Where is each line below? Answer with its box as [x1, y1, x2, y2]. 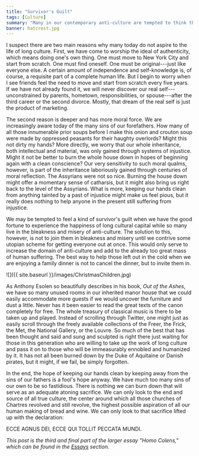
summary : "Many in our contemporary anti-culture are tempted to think [6, 20, 187, 25]
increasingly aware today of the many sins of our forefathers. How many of [6, 122, 190, 129]
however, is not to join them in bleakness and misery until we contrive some [6, 235, 191, 242]
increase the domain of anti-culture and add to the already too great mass [6, 247, 187, 254]
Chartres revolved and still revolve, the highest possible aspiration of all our [6, 401, 191, 409]
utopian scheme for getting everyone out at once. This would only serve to [6, 241, 188, 248]
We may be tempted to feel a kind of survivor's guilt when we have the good [6, 216, 192, 223]
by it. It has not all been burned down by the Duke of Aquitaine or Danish [6, 352, 184, 359]
